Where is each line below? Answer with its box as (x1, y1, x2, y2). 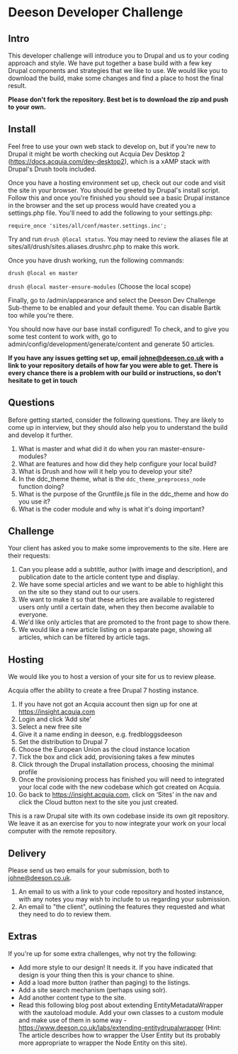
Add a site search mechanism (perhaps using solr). (18, 985, 168, 994)
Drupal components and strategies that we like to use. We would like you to (8, 67, 228, 74)
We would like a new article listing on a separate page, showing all (18, 626, 212, 634)
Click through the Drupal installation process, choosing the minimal (18, 760, 215, 769)
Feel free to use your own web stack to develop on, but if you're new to (8, 142, 216, 150)
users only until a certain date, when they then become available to (18, 603, 215, 611)
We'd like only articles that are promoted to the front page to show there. (18, 618, 231, 626)
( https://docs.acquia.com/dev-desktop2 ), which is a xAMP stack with (8, 157, 210, 165)
